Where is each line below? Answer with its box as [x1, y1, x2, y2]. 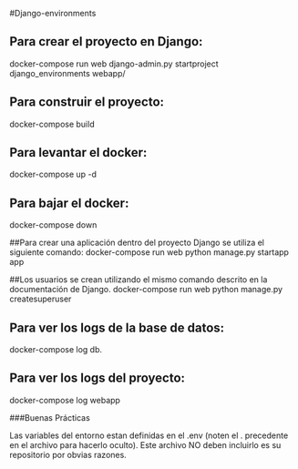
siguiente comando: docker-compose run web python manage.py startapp [9, 247, 290, 258]
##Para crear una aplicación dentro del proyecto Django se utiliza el [9, 237, 264, 249]
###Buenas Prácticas [9, 412, 91, 423]
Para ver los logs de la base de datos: [9, 320, 225, 335]
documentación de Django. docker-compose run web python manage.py [9, 284, 283, 295]
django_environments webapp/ [9, 67, 126, 78]
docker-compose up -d [9, 168, 98, 180]
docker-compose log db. [9, 344, 103, 355]
